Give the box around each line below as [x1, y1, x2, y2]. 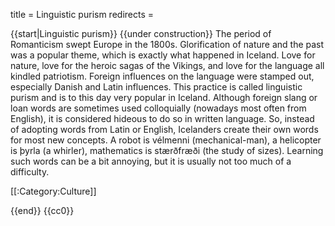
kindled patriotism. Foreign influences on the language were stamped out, [10, 70, 315, 82]
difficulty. [10, 166, 50, 178]
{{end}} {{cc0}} [10, 205, 75, 216]
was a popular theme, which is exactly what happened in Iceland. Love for [10, 49, 316, 61]
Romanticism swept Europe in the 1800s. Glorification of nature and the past [10, 39, 325, 50]
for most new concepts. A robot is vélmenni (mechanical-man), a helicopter [10, 134, 322, 146]
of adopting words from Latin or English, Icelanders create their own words [10, 124, 319, 135]
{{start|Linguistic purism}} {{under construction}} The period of [10, 28, 272, 39]
